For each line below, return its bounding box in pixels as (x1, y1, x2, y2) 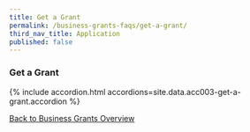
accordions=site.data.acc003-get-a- (107, 86, 241, 97)
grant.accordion (9, 96, 68, 106)
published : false (9, 37, 73, 47)
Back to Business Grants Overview (9, 113, 135, 123)
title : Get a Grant (9, 12, 81, 22)
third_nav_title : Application (9, 29, 121, 38)
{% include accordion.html (9, 86, 106, 97)
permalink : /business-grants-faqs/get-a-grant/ (9, 21, 188, 30)
